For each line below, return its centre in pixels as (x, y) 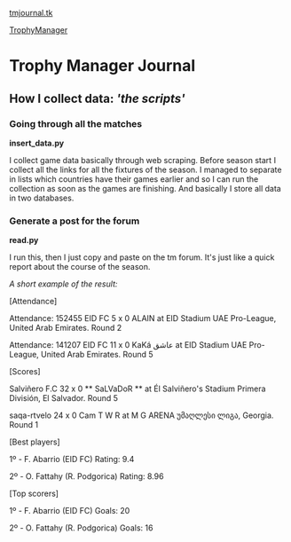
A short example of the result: (63, 284)
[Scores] (25, 372)
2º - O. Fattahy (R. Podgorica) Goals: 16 (81, 528)
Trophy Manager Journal (102, 66)
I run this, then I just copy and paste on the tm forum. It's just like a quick (142, 257)
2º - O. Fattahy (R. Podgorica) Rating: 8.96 (87, 476)
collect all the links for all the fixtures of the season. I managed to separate (145, 169)
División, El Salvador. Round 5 (63, 398)
